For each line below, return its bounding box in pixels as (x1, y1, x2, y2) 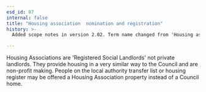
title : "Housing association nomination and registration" (6, 20, 164, 26)
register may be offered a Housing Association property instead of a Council (6, 74, 199, 81)
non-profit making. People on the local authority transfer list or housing (6, 67, 186, 74)
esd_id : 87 (6, 9, 34, 15)
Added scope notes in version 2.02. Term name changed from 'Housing (12, 32, 193, 38)
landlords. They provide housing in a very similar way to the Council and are (6, 61, 198, 68)
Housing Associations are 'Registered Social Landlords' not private (6, 54, 175, 61)
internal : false (6, 15, 48, 21)
